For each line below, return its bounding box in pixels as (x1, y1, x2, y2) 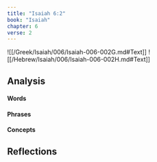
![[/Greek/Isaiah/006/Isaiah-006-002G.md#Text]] (7, 48, 147, 56)
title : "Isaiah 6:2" (7, 10, 67, 17)
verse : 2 (7, 29, 32, 36)
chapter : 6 (7, 23, 38, 30)
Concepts (7, 126, 36, 134)
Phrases (7, 110, 32, 118)
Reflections (7, 146, 58, 157)
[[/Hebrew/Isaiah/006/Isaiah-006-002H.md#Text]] (7, 56, 151, 64)
